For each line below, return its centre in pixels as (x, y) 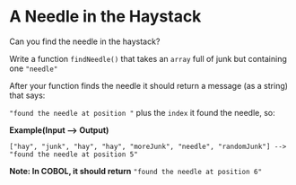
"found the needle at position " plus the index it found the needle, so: (142, 112)
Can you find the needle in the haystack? (85, 41)
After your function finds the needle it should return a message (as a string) (149, 85)
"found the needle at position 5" (74, 154)
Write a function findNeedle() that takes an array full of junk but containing (148, 58)
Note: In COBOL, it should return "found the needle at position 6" (136, 171)
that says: (27, 95)
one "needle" (34, 68)
